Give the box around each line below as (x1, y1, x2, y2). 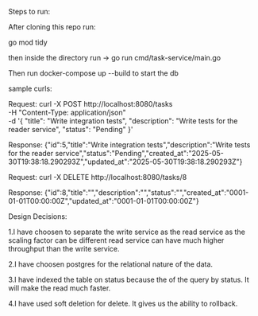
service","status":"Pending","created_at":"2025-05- (55, 149, 224, 158)
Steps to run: (8, 7, 51, 16)
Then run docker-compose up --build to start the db (8, 68, 179, 78)
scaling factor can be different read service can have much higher (8, 236, 225, 245)
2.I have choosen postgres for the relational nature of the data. (8, 259, 213, 269)
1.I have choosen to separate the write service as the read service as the (8, 227, 246, 236)
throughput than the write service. (8, 244, 120, 253)
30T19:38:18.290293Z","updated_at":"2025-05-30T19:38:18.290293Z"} (8, 157, 243, 166)
